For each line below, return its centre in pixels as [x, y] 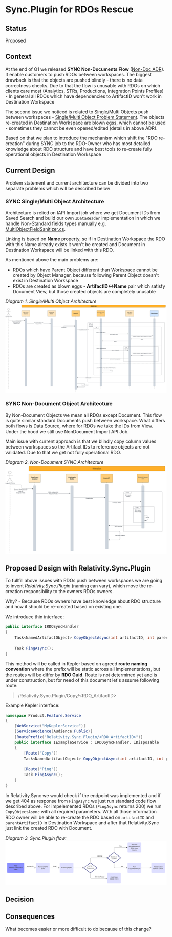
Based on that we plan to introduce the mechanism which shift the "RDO [81, 138]
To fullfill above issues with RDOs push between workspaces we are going [84, 581]
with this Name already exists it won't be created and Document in [75, 244]
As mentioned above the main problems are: [52, 259]
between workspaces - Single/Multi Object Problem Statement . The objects [85, 117]
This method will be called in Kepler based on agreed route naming [76, 664]
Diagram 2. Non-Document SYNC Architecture [55, 462]
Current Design [30, 170]
